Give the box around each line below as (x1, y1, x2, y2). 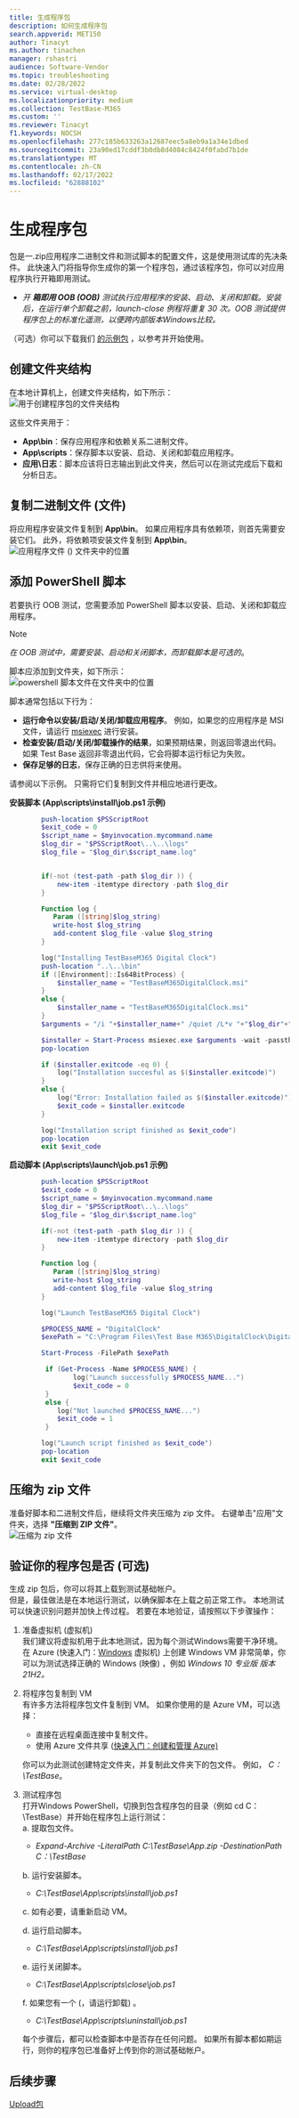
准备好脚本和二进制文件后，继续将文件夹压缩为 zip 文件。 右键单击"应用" (9, 1507, 276, 1518)
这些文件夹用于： (9, 417, 72, 427)
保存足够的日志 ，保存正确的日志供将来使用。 (21, 759, 187, 770)
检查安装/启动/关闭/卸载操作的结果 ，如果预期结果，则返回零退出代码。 (21, 736, 282, 748)
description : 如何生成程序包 (9, 21, 109, 30)
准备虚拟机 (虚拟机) (21, 1625, 93, 1635)
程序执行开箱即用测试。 (9, 273, 95, 284)
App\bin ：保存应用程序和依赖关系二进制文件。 (21, 435, 193, 446)
